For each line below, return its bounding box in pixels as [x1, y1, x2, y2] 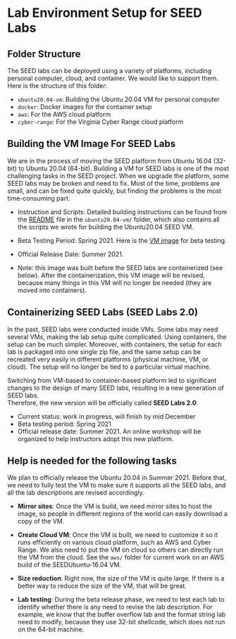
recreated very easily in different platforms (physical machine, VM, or [7, 355, 209, 363]
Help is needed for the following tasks [7, 455, 178, 467]
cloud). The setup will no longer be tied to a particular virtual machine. [7, 362, 211, 371]
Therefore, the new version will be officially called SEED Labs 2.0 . [7, 398, 199, 407]
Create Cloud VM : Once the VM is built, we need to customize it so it [17, 531, 218, 539]
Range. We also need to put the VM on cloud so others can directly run [17, 545, 224, 554]
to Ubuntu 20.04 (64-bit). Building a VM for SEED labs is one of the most [18, 164, 230, 172]
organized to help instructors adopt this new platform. [17, 434, 174, 443]
